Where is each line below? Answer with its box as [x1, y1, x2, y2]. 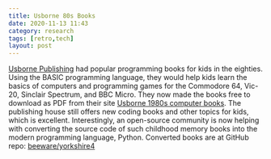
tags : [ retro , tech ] [8, 34, 74, 43]
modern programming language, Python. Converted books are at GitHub [8, 132, 249, 142]
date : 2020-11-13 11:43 [8, 19, 89, 27]
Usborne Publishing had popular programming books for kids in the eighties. [8, 64, 263, 73]
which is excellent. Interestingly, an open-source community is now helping [8, 115, 260, 125]
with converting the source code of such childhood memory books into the [8, 124, 258, 134]
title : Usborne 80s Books [8, 11, 95, 20]
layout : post [8, 42, 53, 50]
